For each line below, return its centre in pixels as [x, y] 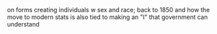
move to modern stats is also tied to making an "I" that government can [107, 17]
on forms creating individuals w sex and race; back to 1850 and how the [108, 10]
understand [23, 24]
